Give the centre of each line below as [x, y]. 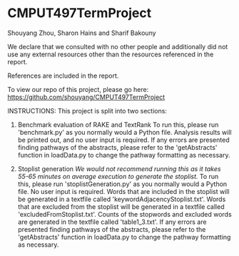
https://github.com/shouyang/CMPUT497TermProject [86, 97]
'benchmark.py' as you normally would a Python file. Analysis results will [124, 132]
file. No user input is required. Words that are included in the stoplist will [123, 191]
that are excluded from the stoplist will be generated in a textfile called [121, 206]
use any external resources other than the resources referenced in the [111, 54]
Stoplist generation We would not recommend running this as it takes [119, 168]
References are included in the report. [63, 76]
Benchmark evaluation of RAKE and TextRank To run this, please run [118, 124]
